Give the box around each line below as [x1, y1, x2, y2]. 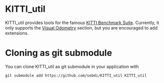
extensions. [5, 30, 29, 36]
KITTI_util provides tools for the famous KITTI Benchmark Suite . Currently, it [5, 20, 160, 26]
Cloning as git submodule [5, 48, 112, 58]
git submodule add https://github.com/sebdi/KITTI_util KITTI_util [5, 73, 147, 78]
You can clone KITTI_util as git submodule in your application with [5, 63, 139, 69]
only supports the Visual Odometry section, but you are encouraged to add [5, 25, 158, 30]
